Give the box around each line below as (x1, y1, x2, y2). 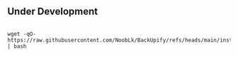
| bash (7, 42, 27, 50)
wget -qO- (7, 30, 37, 37)
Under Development (7, 6, 98, 18)
